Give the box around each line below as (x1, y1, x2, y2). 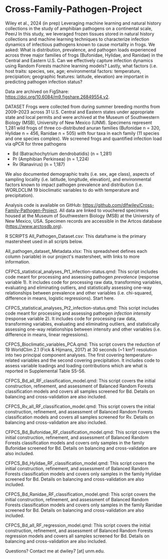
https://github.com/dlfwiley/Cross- (82, 202, 154, 208)
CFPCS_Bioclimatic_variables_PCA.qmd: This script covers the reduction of (5, 341, 160, 347)
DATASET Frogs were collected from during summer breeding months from (5, 103, 160, 109)
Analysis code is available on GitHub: (5, 202, 82, 208)
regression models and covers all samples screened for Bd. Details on (5, 533, 149, 539)
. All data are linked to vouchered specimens (57, 207, 149, 213)
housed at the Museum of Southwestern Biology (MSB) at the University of (5, 212, 159, 219)
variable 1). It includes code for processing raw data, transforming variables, (5, 279, 163, 285)
